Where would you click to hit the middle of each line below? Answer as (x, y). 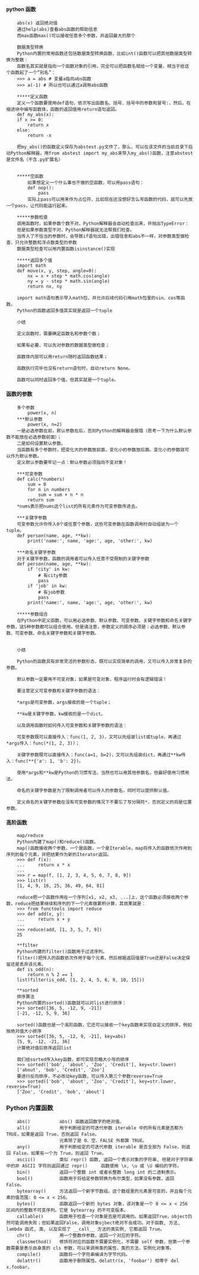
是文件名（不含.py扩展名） (35, 160)
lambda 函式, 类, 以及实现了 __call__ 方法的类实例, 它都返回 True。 (86, 1229)
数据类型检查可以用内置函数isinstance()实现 (66, 249)
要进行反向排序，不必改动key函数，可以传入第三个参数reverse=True (90, 1076)
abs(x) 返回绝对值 (37, 23)
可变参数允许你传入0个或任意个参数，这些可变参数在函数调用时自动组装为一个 (98, 524)
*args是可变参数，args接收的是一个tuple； (64, 702)
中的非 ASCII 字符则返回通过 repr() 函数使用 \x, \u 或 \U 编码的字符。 (94, 1166)
